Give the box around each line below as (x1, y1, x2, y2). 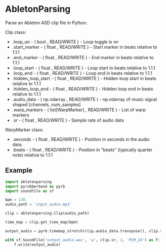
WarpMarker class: (5, 126, 43, 132)
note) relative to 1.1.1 (12, 152, 53, 158)
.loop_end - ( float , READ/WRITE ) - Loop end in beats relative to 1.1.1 (12, 70, 152, 76)
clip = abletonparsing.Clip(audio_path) (5, 211, 90, 216)
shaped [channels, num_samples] (12, 101, 81, 107)
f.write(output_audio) (14, 242, 61, 247)
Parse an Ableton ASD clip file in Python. (5, 20, 88, 26)
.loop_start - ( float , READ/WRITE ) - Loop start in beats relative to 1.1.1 (12, 65, 156, 71)
